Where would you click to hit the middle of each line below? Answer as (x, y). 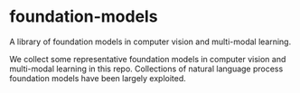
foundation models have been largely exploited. (98, 78)
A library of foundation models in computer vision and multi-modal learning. (150, 42)
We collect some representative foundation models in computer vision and (148, 59)
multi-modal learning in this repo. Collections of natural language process (146, 69)
